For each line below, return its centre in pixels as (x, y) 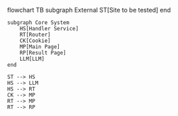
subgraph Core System (38, 23)
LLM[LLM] (32, 59)
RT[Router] (35, 35)
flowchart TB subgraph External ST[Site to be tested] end (89, 10)
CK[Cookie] (35, 41)
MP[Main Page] (40, 47)
